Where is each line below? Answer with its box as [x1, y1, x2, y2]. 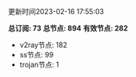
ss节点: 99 [19, 50, 53, 59]
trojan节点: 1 [19, 60, 59, 69]
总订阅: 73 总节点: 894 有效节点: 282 [8, 24, 128, 33]
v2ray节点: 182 [19, 40, 68, 49]
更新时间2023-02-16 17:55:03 [8, 7, 105, 16]
